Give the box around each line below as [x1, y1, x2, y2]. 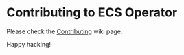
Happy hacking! [6, 40, 51, 48]
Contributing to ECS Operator [6, 5, 178, 20]
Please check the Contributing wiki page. [6, 27, 123, 35]
